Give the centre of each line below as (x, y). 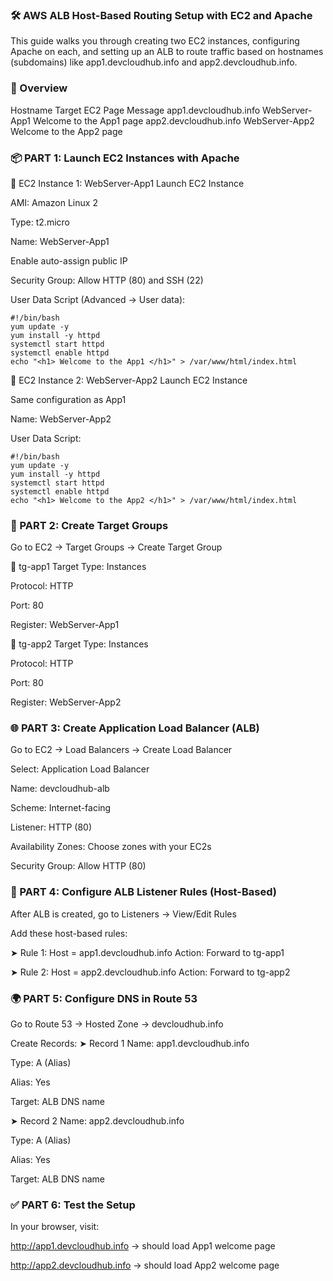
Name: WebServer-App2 (61, 419)
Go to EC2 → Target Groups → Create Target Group (116, 547)
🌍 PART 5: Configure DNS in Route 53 (104, 998)
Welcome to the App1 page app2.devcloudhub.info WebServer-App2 (173, 120)
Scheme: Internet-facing (61, 808)
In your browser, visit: (55, 1227)
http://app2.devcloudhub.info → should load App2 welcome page (145, 1265)
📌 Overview (39, 88)
